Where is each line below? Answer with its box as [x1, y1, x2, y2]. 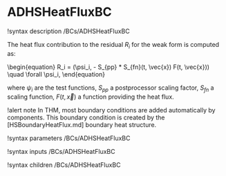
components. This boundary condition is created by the [7, 113, 165, 121]
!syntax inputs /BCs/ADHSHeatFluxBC [7, 147, 115, 155]
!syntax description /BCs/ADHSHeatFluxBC [7, 27, 130, 35]
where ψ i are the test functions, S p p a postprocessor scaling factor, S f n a [7, 84, 214, 93]
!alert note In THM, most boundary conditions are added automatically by [7, 106, 216, 114]
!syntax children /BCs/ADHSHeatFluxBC [7, 160, 121, 169]
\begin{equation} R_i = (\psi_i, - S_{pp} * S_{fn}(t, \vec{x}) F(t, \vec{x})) [7, 63, 209, 71]
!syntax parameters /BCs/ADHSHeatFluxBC [7, 134, 131, 142]
